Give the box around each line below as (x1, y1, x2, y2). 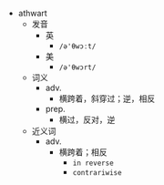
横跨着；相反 (58, 147, 108, 158)
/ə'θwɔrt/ (58, 63, 97, 72)
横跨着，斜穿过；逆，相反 (58, 93, 156, 104)
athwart (17, 8, 47, 18)
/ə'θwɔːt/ (58, 42, 97, 51)
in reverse (72, 159, 114, 168)
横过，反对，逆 (58, 114, 116, 125)
